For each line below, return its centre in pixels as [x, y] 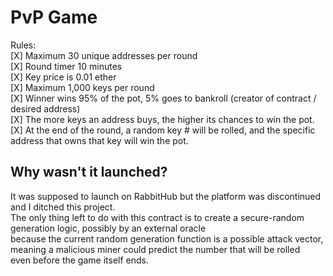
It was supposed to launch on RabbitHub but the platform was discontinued [166, 196]
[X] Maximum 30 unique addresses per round [104, 55]
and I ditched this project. [63, 207]
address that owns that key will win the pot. [99, 140]
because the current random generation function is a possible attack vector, [167, 238]
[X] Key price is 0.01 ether [63, 77]
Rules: [23, 45]
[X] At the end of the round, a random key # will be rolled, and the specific [163, 130]
